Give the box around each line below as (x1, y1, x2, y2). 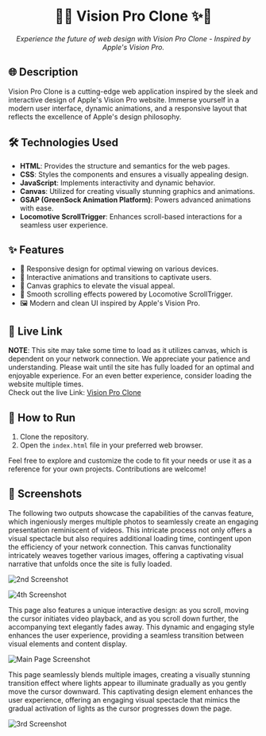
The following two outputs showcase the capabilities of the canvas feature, (8, 508, 254, 517)
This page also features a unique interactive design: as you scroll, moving (8, 605, 249, 614)
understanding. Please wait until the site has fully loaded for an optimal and (8, 362, 255, 372)
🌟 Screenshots (8, 487, 83, 501)
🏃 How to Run (8, 411, 76, 424)
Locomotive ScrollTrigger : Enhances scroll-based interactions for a (19, 211, 242, 221)
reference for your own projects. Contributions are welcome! (8, 464, 206, 474)
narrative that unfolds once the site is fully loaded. (8, 559, 172, 568)
